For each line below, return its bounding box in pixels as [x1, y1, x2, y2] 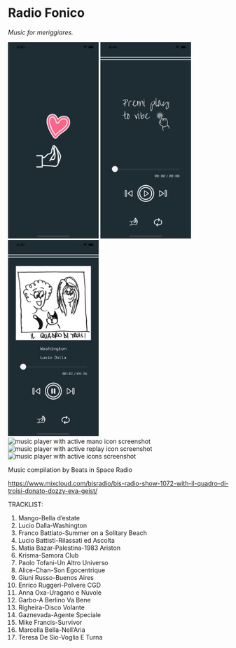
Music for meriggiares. [8, 28, 74, 36]
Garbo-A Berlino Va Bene [18, 595, 91, 604]
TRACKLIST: [8, 500, 43, 508]
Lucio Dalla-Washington [18, 521, 88, 529]
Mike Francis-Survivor [18, 618, 83, 626]
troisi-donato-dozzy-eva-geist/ [8, 486, 98, 495]
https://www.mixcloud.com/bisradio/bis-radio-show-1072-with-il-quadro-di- [8, 479, 229, 487]
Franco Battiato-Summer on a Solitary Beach [18, 528, 148, 537]
